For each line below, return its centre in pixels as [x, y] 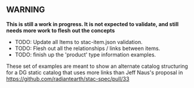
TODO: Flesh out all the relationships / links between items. [87, 48]
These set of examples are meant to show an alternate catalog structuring [97, 66]
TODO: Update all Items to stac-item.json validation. [78, 42]
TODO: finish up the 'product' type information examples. [85, 54]
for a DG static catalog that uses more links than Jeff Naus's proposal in [95, 72]
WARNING [26, 10]
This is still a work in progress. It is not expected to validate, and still [93, 24]
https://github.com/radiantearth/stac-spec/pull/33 [68, 78]
